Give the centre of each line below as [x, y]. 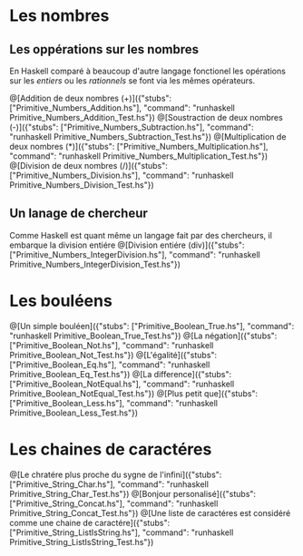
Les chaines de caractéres [111, 449]
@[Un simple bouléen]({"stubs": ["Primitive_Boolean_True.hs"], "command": [152, 326]
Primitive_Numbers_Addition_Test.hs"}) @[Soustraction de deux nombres [146, 117]
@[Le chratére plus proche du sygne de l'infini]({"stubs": [116, 474]
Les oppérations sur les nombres [104, 49]
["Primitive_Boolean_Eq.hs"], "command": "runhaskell [110, 365]
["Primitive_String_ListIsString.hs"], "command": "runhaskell [122, 532]
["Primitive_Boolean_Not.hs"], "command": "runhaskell [112, 345]
